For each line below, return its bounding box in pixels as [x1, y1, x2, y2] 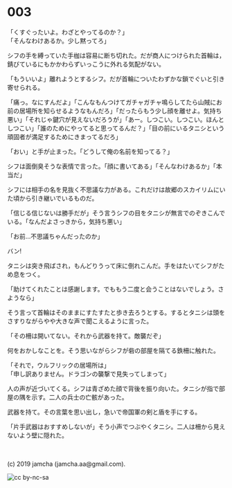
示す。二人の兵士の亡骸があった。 [30, 392, 128, 401]
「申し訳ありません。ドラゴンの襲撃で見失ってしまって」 [7, 370, 170, 378]
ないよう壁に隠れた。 [7, 431, 68, 440]
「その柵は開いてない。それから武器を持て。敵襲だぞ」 [7, 332, 165, 340]
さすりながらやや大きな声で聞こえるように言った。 [7, 316, 153, 325]
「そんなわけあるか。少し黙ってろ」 [7, 36, 111, 45]
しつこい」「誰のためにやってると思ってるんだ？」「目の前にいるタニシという [7, 124, 225, 132]
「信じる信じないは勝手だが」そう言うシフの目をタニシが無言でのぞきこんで [7, 208, 226, 217]
